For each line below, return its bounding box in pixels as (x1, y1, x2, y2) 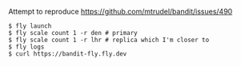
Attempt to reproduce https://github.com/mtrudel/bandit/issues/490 (8, 7, 233, 16)
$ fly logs (8, 43, 45, 51)
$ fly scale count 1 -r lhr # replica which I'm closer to (8, 36, 210, 44)
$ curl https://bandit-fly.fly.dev (8, 50, 127, 58)
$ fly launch (8, 22, 52, 30)
